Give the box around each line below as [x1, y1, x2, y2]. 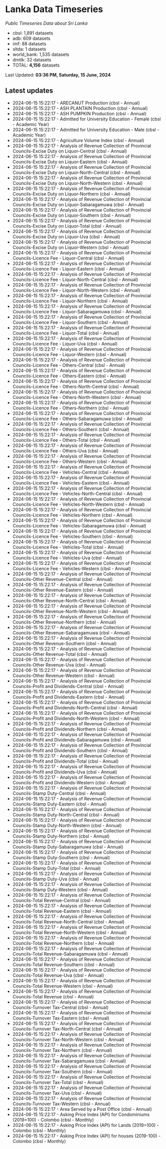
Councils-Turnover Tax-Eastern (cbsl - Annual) [12, 1015, 110, 1021]
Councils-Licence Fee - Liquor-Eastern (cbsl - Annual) [12, 265, 125, 272]
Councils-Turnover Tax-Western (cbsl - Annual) [12, 1101, 111, 1107]
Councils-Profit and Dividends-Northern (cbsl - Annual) [12, 726, 128, 732]
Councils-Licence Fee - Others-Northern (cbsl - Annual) [12, 404, 129, 411]
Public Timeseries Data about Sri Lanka [5, 20, 88, 26]
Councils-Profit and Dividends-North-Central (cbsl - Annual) [12, 704, 138, 711]
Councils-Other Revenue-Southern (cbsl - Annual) [12, 640, 117, 646]
